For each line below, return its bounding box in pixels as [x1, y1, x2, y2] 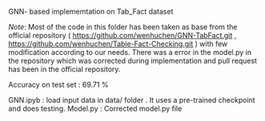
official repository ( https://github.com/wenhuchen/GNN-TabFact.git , [8, 31, 237, 40]
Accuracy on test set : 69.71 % [8, 80, 109, 89]
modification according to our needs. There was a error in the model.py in [8, 48, 252, 57]
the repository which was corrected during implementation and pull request [8, 56, 258, 65]
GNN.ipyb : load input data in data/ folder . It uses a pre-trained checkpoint [8, 96, 255, 104]
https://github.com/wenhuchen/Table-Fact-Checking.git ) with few [8, 39, 228, 49]
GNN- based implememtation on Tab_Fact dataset [8, 7, 174, 16]
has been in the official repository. [8, 64, 121, 74]
